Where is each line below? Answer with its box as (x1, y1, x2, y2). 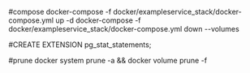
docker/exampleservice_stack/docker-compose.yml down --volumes (8, 24, 239, 33)
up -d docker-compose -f (55, 15, 141, 25)
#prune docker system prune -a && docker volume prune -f (8, 56, 208, 65)
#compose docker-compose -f (8, 7, 112, 16)
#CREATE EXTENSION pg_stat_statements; (8, 40, 152, 49)
